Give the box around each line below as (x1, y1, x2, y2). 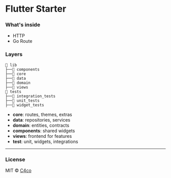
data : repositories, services (12, 116, 71, 123)
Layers (5, 51, 23, 58)
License (5, 156, 25, 163)
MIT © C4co (5, 167, 32, 173)
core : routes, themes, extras (12, 111, 72, 117)
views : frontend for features (12, 133, 72, 139)
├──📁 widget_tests (5, 102, 44, 107)
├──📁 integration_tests (5, 94, 56, 99)
